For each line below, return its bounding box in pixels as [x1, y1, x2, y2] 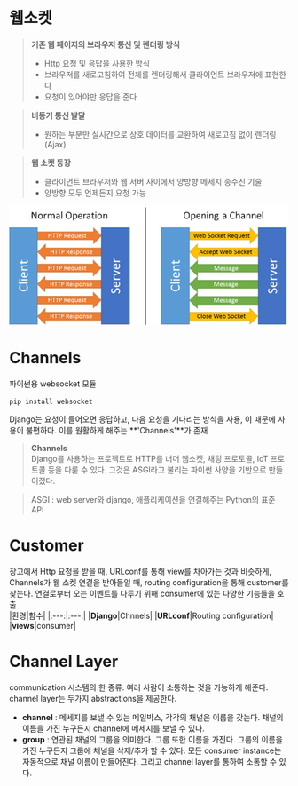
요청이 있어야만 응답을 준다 [43, 91, 137, 102]
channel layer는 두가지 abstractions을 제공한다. [9, 693, 177, 703]
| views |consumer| [9, 620, 77, 631]
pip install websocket [9, 397, 93, 406]
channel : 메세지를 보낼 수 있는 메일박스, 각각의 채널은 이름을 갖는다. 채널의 [21, 711, 284, 722]
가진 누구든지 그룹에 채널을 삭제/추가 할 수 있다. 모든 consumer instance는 [21, 745, 282, 756]
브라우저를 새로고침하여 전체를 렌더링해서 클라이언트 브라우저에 [43, 68, 263, 80]
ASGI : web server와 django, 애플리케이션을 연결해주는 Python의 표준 [30, 494, 276, 504]
